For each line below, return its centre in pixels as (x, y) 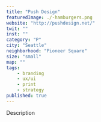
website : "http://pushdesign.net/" (51, 23)
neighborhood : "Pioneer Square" (47, 51)
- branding (31, 73)
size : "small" (24, 56)
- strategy (31, 90)
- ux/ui (26, 79)
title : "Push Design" (33, 12)
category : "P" (24, 40)
